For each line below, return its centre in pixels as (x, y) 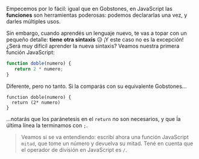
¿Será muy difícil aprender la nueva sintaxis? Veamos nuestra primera (93, 46)
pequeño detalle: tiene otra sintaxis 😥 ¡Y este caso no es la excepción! (95, 39)
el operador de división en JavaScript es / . (74, 149)
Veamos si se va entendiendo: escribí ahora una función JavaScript (105, 137)
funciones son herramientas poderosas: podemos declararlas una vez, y (97, 15)
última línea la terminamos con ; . (47, 125)
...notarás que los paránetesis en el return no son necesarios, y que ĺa (93, 119)
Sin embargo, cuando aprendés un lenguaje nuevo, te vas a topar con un (96, 33)
